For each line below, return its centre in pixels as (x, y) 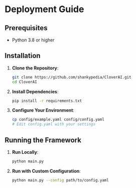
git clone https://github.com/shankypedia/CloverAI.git (72, 77)
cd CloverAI (24, 82)
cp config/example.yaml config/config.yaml (58, 119)
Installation (23, 56)
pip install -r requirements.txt (47, 101)
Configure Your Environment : (43, 110)
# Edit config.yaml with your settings (54, 124)
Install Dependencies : (35, 91)
